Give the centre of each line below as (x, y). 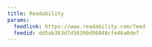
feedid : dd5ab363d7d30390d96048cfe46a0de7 (76, 33)
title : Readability (36, 13)
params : (19, 20)
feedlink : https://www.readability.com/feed (80, 26)
